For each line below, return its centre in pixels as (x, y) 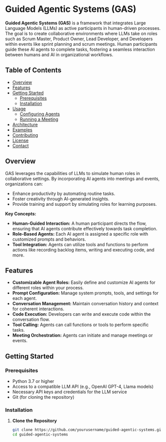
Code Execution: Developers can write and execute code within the (82, 314)
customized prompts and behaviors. (49, 239)
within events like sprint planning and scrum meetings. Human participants (81, 44)
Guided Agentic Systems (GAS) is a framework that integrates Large (76, 23)
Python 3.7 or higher (33, 381)
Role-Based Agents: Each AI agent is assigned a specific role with (80, 234)
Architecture (25, 124)
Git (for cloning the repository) (43, 397)
